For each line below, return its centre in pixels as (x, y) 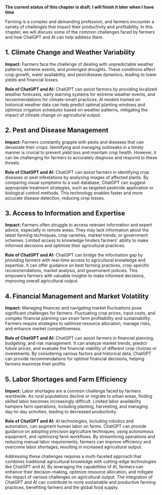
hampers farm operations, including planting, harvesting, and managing (76, 406)
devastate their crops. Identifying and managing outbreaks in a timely (74, 147)
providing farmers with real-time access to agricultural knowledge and (75, 260)
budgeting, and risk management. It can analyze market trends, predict (76, 343)
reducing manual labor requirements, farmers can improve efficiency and (78, 442)
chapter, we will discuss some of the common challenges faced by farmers (80, 32)
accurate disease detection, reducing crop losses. (55, 198)
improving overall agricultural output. (42, 281)
